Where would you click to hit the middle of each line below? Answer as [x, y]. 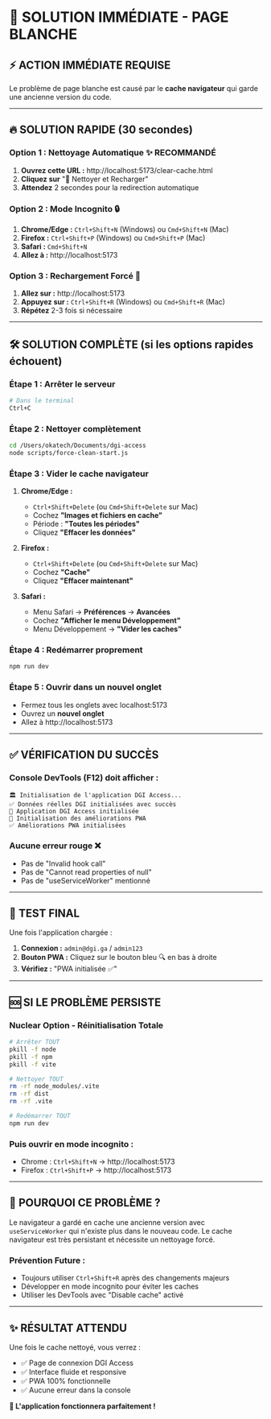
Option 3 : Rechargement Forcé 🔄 [75, 275]
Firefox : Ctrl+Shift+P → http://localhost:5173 [96, 1170]
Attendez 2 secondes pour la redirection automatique [110, 187]
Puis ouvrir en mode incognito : [72, 1144]
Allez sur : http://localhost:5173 [73, 293]
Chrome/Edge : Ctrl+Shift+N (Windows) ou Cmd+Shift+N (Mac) [125, 229]
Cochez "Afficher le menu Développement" [107, 621]
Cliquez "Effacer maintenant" [83, 581]
